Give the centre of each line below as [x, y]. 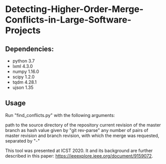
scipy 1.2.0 [24, 77]
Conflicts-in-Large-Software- [68, 20]
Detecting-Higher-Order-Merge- [74, 9]
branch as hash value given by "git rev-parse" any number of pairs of [77, 130]
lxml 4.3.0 [23, 66]
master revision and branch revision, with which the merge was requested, [82, 135]
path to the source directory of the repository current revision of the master [83, 125]
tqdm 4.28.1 [24, 82]
